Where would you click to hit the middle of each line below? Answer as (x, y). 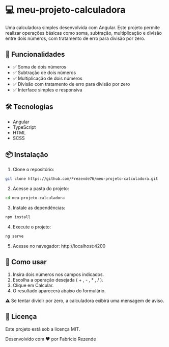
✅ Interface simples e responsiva (47, 89)
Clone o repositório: (33, 170)
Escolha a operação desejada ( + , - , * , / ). (58, 280)
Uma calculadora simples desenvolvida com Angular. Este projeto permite (83, 27)
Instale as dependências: (39, 208)
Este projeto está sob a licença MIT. (43, 329)
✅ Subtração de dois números (44, 73)
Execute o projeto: (32, 227)
